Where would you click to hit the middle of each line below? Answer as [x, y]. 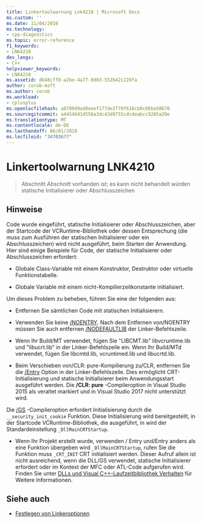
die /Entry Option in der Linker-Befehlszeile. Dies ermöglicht [90, 372]
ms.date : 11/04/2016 [33, 23]
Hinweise [24, 210]
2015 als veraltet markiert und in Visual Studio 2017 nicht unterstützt [100, 391]
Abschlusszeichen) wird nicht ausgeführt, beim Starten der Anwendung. [97, 243]
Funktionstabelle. [37, 275]
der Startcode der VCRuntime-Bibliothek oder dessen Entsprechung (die [97, 231]
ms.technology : [26, 29]
